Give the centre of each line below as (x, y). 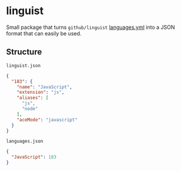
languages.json (25, 142)
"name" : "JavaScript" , (45, 87)
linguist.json (24, 65)
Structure (24, 52)
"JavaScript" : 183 (34, 157)
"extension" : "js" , (41, 93)
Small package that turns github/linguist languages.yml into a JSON (90, 27)
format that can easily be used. (44, 33)
